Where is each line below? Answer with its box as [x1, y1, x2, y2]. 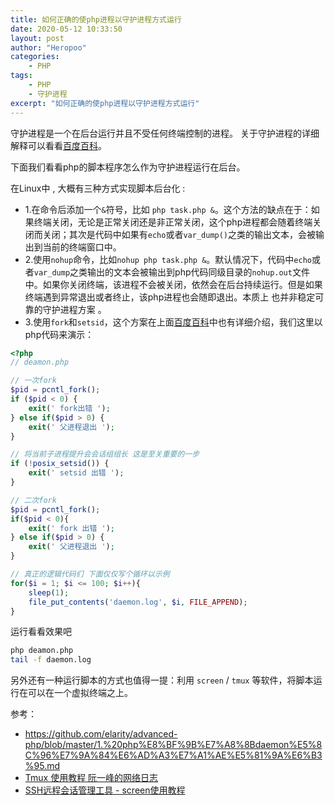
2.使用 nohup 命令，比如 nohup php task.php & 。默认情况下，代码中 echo [24, 253, 312, 265]
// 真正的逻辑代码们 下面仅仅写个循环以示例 [10, 569, 170, 579]
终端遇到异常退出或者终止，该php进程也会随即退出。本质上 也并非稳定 [24, 291, 316, 303]
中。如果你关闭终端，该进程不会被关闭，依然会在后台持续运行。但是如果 [24, 278, 323, 290]
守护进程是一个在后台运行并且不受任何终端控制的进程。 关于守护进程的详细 [10, 127, 320, 139]
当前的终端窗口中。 [42, 241, 122, 253]
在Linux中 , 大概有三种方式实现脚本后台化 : [10, 182, 186, 194]
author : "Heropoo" [10, 42, 87, 53]
